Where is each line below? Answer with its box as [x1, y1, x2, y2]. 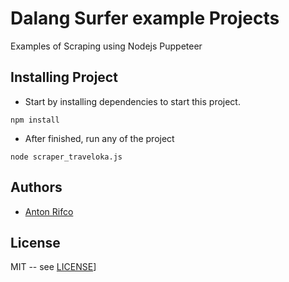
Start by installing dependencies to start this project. [24, 95, 241, 107]
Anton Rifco [24, 205, 74, 217]
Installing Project [10, 69, 118, 86]
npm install [10, 115, 60, 125]
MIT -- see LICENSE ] [10, 261, 97, 273]
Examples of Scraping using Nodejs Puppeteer [10, 40, 203, 52]
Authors [10, 179, 63, 196]
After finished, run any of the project [24, 132, 175, 144]
